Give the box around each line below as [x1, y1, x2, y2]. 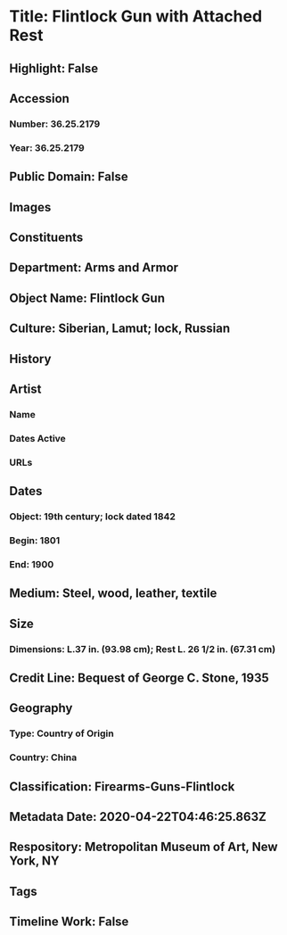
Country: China [9, 751, 78, 764]
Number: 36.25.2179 [9, 118, 101, 130]
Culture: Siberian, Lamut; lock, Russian [9, 321, 230, 336]
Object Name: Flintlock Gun [9, 290, 166, 305]
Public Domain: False [9, 170, 128, 185]
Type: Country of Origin [9, 727, 114, 740]
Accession [9, 91, 70, 106]
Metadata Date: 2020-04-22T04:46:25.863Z [9, 809, 267, 824]
